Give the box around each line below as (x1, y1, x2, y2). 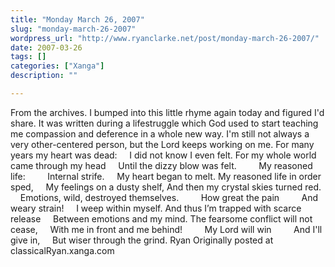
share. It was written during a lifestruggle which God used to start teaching (10, 117, 319, 129)
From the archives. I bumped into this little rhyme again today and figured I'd (10, 106, 325, 118)
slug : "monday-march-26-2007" (10, 24, 137, 34)
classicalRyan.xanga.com (10, 244, 115, 256)
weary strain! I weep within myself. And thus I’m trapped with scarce (10, 202, 302, 214)
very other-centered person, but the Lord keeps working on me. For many (10, 138, 315, 150)
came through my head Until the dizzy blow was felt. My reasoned (10, 159, 313, 171)
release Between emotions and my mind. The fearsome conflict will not (10, 212, 313, 225)
